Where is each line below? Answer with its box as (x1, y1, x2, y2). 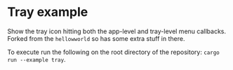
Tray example (7, 4, 88, 20)
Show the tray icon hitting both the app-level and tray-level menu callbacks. (7, 27, 227, 35)
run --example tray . (7, 55, 66, 63)
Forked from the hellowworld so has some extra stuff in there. (7, 34, 185, 42)
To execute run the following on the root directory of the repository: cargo (7, 48, 220, 56)
